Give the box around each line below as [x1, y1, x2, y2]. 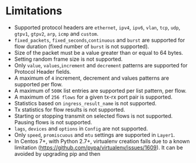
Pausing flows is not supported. [14, 118, 92, 126]
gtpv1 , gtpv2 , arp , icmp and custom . [14, 30, 99, 37]
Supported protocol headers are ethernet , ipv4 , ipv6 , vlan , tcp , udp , [14, 24, 181, 31]
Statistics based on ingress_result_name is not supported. [14, 99, 157, 106]
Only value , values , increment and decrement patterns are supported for [14, 61, 188, 69]
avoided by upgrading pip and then [14, 150, 101, 157]
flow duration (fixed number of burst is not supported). [14, 43, 150, 50]
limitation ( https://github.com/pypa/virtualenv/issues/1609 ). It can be [14, 144, 183, 151]
